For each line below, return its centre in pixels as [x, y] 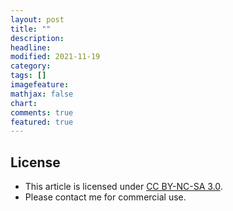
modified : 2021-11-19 [55, 57]
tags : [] [28, 76]
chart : [24, 103]
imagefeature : [40, 85]
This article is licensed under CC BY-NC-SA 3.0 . [123, 187]
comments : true [42, 112]
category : [31, 66]
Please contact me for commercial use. [105, 197]
